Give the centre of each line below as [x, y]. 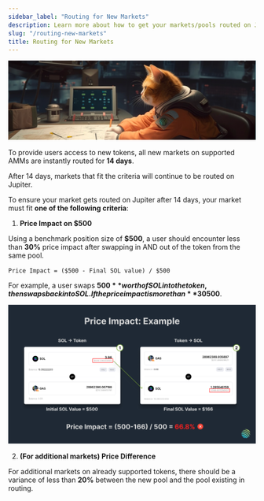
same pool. [26, 255]
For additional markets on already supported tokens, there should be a [122, 472]
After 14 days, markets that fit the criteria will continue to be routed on [121, 176]
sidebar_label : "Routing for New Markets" [79, 17]
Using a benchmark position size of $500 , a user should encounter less [124, 239]
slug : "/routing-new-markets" [58, 33]
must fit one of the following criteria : [68, 208]
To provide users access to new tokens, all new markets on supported [122, 153]
